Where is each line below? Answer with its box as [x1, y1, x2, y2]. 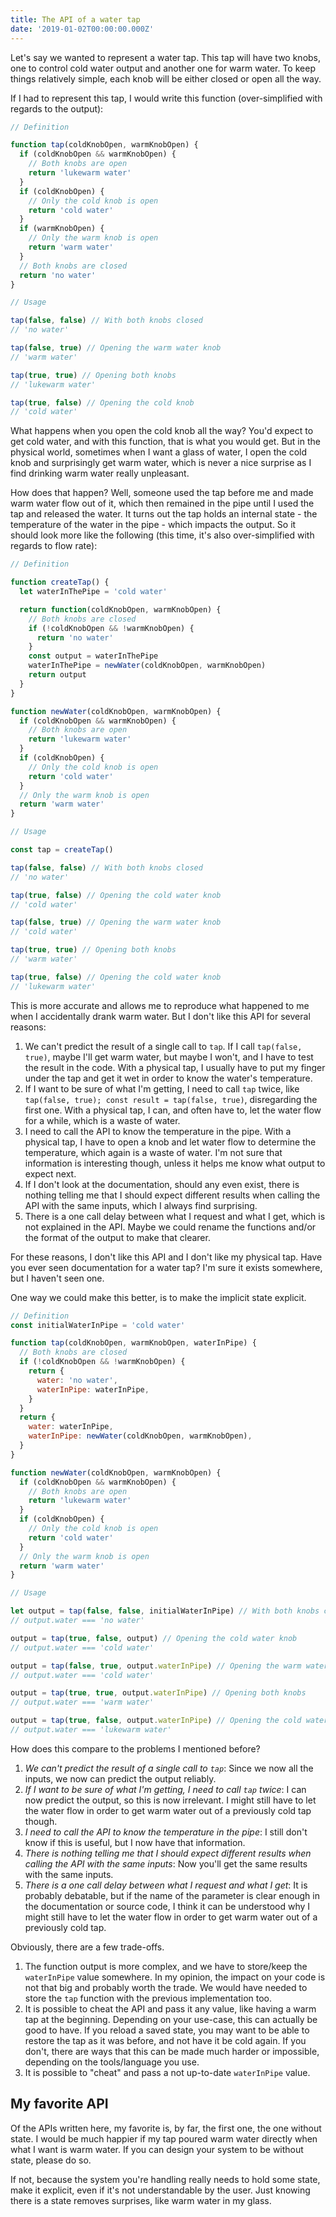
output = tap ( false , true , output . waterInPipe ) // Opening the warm [10, 1661, 302, 1671]
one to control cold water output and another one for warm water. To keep [10, 62, 316, 74]
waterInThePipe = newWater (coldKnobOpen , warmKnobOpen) [28, 661, 267, 671]
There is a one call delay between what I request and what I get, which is [24, 1210, 326, 1222]
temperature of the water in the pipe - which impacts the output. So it [10, 519, 297, 531]
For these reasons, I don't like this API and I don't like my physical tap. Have [10, 1251, 323, 1263]
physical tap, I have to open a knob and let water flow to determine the [24, 1136, 317, 1148]
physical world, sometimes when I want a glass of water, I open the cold [10, 446, 307, 458]
